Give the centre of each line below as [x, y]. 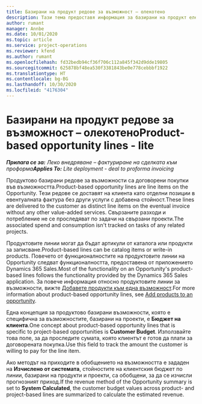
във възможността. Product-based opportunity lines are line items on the [97, 187]
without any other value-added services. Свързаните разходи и [86, 212]
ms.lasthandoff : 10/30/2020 [41, 85]
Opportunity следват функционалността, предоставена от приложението [100, 262]
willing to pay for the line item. [44, 350]
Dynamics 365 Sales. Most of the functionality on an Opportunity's [88, 269]
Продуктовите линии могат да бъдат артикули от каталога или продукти [99, 243]
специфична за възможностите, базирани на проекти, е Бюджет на [94, 319]
